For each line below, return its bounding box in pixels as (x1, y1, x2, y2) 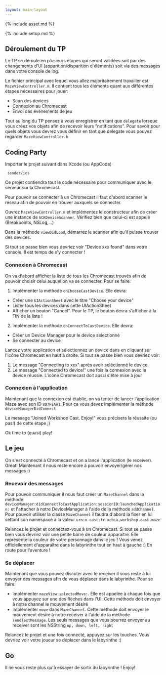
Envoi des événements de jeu (12, 108, 73, 114)
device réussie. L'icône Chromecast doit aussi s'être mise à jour (12, 372, 142, 378)
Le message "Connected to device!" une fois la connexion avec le (12, 367, 147, 373)
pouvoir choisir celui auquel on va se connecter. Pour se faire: (5, 278, 131, 284)
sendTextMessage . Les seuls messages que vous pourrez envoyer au (12, 617, 151, 623)
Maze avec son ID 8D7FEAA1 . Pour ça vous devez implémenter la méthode (5, 401, 154, 407)
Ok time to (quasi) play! (5, 429, 53, 435)
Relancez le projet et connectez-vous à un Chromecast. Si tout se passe (5, 526, 152, 532)
